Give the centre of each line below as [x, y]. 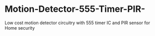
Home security [20, 28]
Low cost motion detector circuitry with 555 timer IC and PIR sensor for [77, 23]
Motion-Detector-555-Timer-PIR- [75, 9]
